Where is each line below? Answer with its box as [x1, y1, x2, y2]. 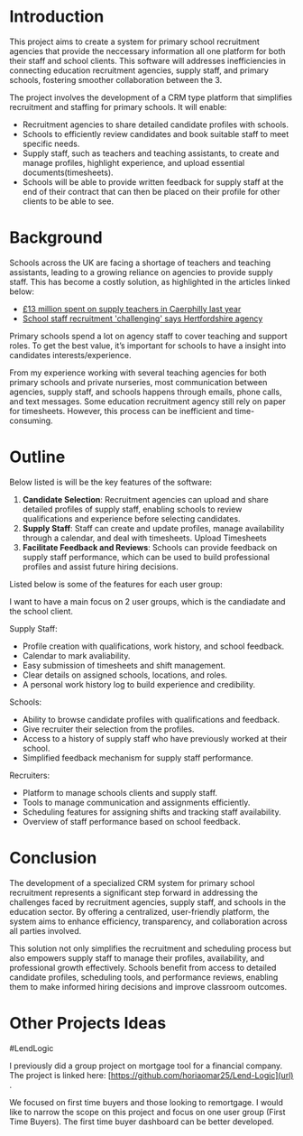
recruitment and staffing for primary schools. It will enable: [9, 101, 227, 112]
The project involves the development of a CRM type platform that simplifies [9, 92, 293, 103]
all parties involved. [9, 925, 82, 936]
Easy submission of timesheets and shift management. [22, 660, 225, 670]
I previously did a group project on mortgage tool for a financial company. [9, 1060, 283, 1071]
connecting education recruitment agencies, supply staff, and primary [9, 65, 269, 76]
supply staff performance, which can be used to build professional [22, 551, 271, 562]
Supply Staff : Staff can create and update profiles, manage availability [22, 522, 285, 533]
